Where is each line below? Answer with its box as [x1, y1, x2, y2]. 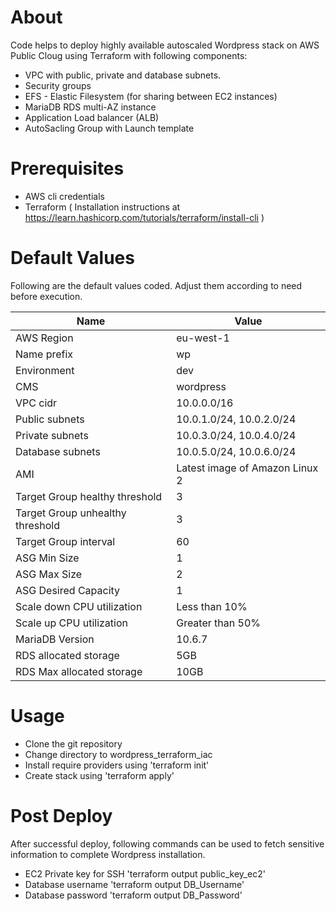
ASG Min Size [15, 551, 80, 565]
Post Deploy [10, 804, 113, 827]
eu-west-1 [176, 331, 230, 345]
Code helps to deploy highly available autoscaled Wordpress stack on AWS [10, 39, 320, 51]
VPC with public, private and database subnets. [24, 69, 222, 81]
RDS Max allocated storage [15, 664, 143, 678]
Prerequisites [10, 157, 125, 180]
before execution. [10, 290, 83, 302]
